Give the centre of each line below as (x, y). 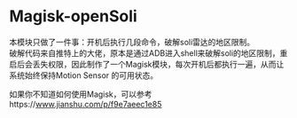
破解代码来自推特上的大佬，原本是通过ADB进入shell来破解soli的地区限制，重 (148, 53)
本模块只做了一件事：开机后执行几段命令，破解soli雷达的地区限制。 (132, 42)
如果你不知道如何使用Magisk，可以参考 (81, 94)
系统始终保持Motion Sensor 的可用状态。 (84, 75)
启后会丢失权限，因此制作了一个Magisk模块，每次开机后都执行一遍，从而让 (147, 64)
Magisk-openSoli (73, 16)
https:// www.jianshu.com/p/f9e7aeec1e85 (86, 104)
